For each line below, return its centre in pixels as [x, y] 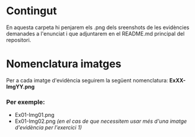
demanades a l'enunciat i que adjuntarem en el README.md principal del [95, 33]
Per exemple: [26, 102]
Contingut [32, 11]
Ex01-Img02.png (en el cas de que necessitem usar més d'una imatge [101, 121]
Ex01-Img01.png [34, 115]
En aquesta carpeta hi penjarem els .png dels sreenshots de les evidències [98, 27]
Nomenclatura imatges [64, 64]
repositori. [19, 40]
